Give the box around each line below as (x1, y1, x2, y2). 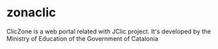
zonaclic (6, 5, 57, 20)
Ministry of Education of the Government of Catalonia (6, 34, 159, 42)
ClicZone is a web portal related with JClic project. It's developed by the (6, 27, 211, 35)
